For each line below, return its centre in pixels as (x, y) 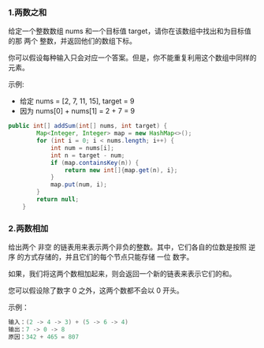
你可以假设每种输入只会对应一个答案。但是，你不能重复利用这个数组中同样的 (132, 58)
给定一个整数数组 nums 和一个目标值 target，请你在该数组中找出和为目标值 (130, 31)
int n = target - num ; (87, 155)
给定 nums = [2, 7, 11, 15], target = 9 (77, 101)
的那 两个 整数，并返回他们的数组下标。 (72, 41)
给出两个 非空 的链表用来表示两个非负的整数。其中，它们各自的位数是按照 (127, 247)
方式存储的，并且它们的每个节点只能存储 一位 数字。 (108, 257)
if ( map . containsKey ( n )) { (95, 163)
